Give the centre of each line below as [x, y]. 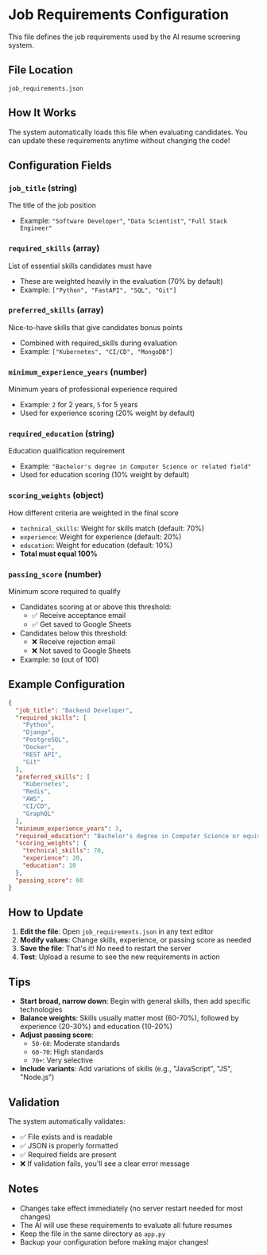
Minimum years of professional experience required [93, 389]
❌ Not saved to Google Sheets [81, 651]
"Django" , [39, 732]
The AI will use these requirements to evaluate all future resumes [126, 1225]
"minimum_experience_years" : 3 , [69, 829]
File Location [41, 70]
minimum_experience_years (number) [78, 371]
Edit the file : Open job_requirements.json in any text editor [116, 931]
